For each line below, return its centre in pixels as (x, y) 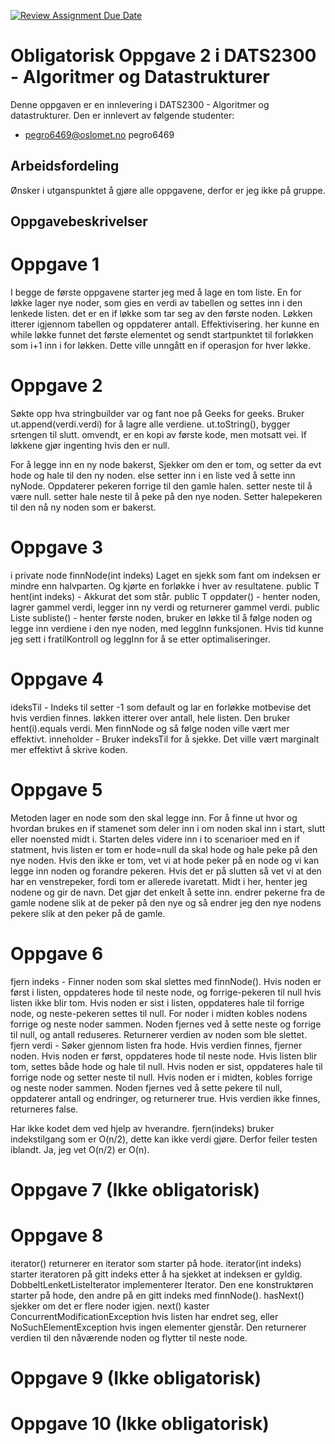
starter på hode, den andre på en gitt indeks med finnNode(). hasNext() (157, 1295)
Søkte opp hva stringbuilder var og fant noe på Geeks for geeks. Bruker (157, 414)
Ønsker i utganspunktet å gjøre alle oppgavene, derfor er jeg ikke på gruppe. (168, 190)
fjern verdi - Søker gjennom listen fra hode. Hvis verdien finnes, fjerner (156, 1045)
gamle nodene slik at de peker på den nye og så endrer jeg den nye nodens (166, 902)
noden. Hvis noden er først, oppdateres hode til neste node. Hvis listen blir (164, 1056)
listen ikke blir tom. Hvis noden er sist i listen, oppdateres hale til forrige (157, 1002)
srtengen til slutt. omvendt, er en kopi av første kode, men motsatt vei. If (158, 435)
